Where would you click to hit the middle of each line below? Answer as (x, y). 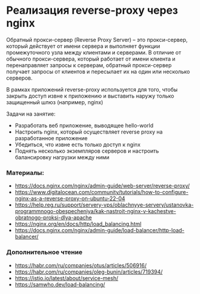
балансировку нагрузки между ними (62, 157)
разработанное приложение (51, 138)
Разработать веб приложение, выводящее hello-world (84, 125)
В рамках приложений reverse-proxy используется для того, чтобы (92, 89)
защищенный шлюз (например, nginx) (55, 102)
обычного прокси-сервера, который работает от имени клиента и (91, 59)
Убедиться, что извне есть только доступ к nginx (78, 144)
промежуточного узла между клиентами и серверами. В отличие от (94, 52)
